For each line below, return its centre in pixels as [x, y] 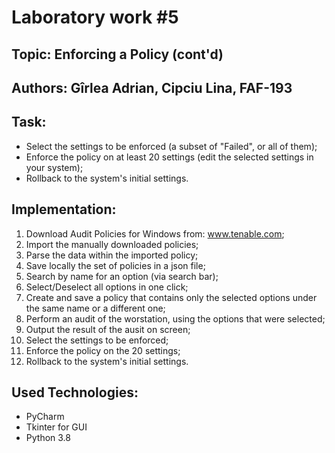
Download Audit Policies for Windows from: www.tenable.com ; [155, 233]
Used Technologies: [75, 392]
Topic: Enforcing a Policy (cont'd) [117, 54]
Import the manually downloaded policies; [112, 244]
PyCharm [45, 417]
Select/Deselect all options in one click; [107, 287]
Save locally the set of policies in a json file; [115, 265]
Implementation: [64, 209]
